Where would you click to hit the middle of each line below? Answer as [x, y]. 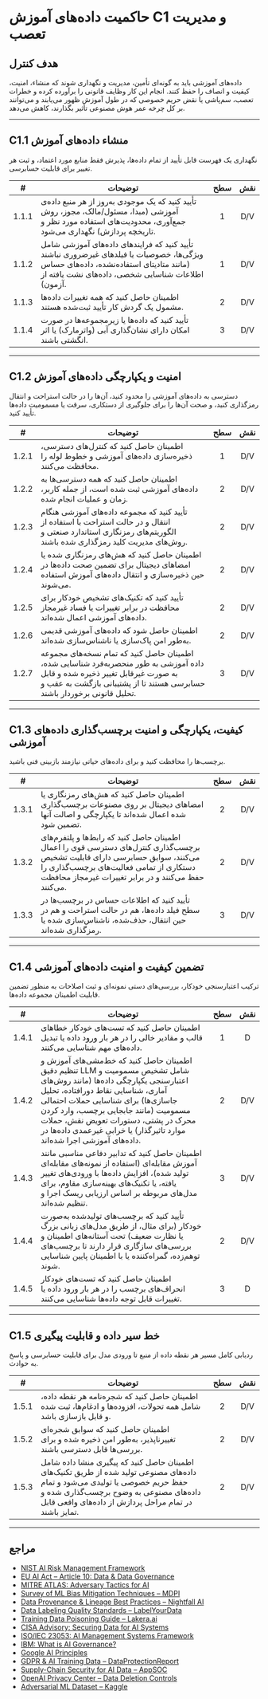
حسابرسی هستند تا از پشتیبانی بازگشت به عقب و [123, 683]
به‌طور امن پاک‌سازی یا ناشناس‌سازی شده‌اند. [116, 640]
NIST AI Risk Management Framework [83, 1567]
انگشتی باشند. [64, 340]
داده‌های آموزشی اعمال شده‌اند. [93, 617]
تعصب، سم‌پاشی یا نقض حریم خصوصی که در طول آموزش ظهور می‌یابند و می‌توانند [131, 99]
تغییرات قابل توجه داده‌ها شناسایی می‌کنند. [111, 1299]
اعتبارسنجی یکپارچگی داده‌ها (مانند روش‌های [115, 1080]
